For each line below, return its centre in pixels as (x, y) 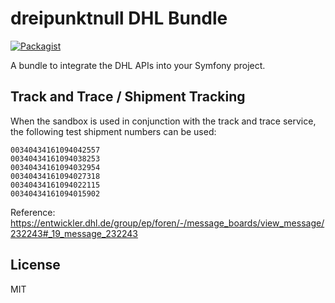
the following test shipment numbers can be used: (113, 131)
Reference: (33, 212)
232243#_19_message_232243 (74, 233)
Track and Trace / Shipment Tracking (128, 97)
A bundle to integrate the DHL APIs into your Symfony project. (138, 65)
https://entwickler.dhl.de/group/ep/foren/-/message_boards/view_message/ (167, 223)
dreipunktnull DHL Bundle (119, 18)
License (35, 265)
